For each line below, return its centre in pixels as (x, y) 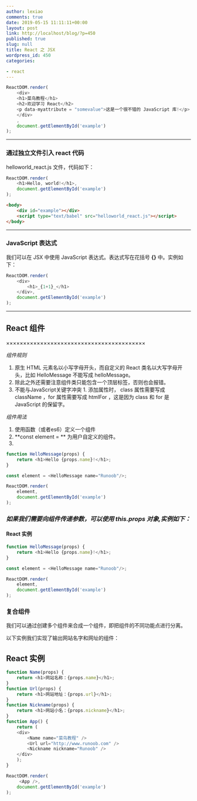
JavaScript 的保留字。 (41, 404)
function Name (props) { (35, 672)
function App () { (27, 722)
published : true (26, 39)
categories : (21, 61)
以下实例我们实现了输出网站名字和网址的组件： (62, 638)
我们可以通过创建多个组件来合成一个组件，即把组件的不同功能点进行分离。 (96, 626)
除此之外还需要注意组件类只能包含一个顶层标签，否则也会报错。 (91, 382)
